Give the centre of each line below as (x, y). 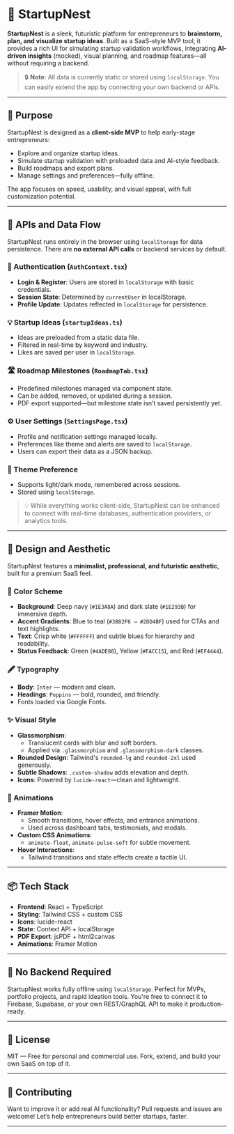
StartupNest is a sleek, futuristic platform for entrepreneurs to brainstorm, (115, 33)
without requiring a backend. (48, 63)
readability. (33, 644)
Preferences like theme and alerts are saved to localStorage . (104, 444)
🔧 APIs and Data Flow (54, 225)
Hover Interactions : (46, 850)
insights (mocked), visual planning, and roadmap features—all (117, 56)
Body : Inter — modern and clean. (67, 687)
